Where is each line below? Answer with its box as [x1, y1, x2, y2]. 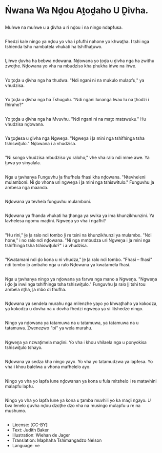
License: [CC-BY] [12, 422, 48, 428]
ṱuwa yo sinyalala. [5, 160, 41, 166]
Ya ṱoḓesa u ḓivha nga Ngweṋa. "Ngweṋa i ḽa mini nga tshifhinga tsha [5, 135, 145, 141]
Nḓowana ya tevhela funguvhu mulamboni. [5, 198, 91, 205]
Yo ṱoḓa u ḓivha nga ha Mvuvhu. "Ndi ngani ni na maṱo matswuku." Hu [5, 116, 146, 122]
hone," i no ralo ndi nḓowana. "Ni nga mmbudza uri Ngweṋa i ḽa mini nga [5, 237, 151, 243]
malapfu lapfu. [5, 383, 34, 389]
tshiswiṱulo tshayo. [5, 345, 43, 350]
